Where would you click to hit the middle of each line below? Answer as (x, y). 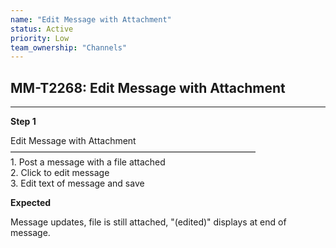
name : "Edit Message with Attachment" (91, 19)
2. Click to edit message (60, 173)
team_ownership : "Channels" (69, 47)
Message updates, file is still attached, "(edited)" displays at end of (148, 222)
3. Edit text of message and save (77, 183)
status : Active (42, 29)
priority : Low (40, 38)
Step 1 (23, 122)
